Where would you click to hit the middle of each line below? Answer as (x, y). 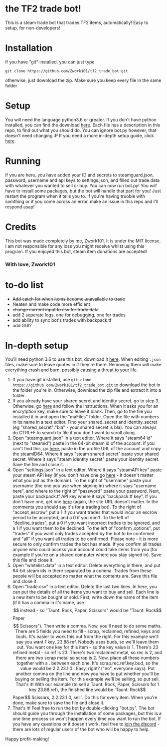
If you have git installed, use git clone (52, 380)
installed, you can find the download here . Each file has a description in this (83, 125)
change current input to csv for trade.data (55, 309)
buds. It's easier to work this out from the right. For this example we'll (87, 637)
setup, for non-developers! (33, 27)
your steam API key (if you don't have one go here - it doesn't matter (83, 475)
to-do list (24, 285)
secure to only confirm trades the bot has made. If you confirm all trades (87, 544)
